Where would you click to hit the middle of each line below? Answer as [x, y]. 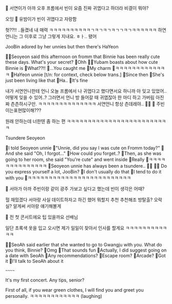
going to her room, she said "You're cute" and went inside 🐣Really [75, 159]
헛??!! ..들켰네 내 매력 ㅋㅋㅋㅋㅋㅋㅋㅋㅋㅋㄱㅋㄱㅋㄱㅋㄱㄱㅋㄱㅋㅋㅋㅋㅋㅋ [81, 30]
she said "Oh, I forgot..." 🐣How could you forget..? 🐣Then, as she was [88, 153]
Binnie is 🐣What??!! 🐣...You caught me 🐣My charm [58, 68]
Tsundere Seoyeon [25, 138]
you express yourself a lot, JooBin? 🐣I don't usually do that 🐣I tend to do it [83, 172]
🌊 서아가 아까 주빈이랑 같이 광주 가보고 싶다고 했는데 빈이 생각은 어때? [75, 189]
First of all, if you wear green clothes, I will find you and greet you [74, 290]
